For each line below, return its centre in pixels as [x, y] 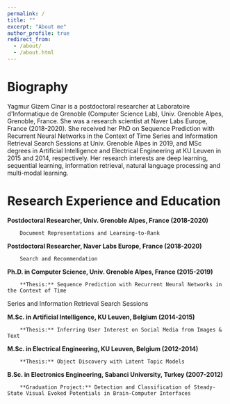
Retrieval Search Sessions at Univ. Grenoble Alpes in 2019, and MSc [105, 143]
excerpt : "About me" [37, 26]
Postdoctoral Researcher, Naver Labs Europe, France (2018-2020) [105, 246]
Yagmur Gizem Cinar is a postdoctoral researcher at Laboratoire [99, 106]
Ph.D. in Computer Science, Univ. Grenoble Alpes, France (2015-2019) [110, 272]
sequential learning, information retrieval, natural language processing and [114, 165]
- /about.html [34, 53]
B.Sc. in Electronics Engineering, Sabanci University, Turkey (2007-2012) [115, 374]
